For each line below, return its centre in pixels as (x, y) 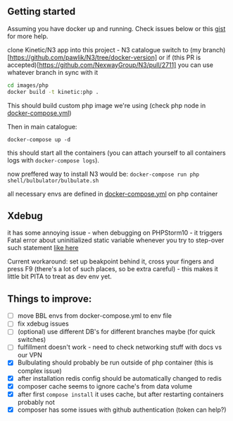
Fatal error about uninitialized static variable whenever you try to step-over (116, 240)
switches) (32, 340)
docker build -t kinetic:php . (53, 92)
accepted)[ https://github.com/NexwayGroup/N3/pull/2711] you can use (110, 65)
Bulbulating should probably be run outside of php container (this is (115, 362)
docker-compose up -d (39, 140)
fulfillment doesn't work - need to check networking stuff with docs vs (120, 347)
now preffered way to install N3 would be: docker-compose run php (103, 174)
